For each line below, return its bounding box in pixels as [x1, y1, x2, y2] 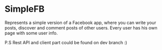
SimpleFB [4, 3, 45, 15]
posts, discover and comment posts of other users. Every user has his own [4, 25, 158, 30]
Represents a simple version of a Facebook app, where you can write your [4, 20, 157, 25]
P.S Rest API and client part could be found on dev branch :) [4, 39, 127, 45]
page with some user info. [4, 30, 58, 36]
